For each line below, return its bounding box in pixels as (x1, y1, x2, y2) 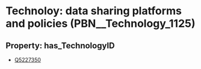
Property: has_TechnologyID (5, 40, 115, 51)
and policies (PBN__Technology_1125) (5, 17, 196, 30)
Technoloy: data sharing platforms (5, 4, 182, 18)
